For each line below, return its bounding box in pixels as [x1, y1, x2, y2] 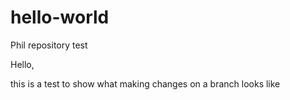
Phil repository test [10, 39, 88, 51]
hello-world [10, 6, 110, 29]
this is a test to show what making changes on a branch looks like [10, 77, 281, 90]
